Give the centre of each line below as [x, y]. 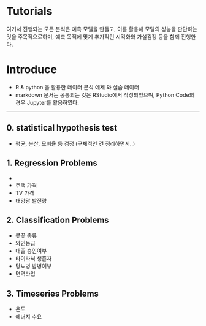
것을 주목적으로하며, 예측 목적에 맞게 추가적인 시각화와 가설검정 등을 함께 [93, 36]
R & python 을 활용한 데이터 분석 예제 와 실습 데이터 [77, 87]
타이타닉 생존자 [33, 259]
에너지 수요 [29, 317]
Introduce [32, 70]
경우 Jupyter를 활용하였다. [47, 102]
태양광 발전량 [31, 200]
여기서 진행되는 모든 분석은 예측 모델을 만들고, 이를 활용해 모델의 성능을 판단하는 [102, 29]
